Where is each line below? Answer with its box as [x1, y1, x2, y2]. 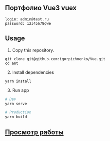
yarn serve [5, 101, 27, 106]
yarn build [5, 114, 27, 120]
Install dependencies [12, 69, 55, 75]
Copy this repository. [12, 47, 55, 53]
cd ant [5, 61, 18, 66]
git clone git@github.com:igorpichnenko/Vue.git [5, 56, 106, 61]
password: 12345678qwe [5, 21, 51, 26]
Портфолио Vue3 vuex [5, 4, 77, 12]
